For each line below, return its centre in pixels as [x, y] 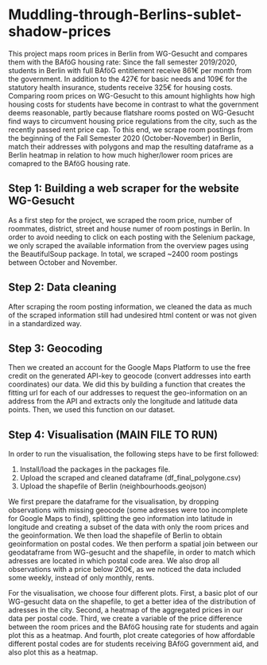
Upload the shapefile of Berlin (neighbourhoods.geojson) [113, 486]
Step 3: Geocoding [56, 348]
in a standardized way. [45, 323]
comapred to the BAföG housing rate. [70, 163]
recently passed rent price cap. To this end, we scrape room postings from [131, 130]
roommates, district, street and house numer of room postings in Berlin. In [129, 228]
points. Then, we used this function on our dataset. [92, 410]
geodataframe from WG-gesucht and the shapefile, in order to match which [132, 552]
